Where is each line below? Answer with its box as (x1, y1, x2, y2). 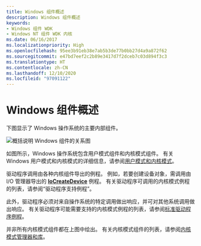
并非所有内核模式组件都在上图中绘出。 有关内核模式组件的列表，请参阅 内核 (6, 226, 191, 233)
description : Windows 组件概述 (6, 14, 81, 20)
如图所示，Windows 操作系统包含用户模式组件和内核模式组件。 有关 (6, 150, 173, 157)
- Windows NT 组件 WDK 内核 (6, 31, 73, 37)
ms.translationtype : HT (6, 59, 66, 65)
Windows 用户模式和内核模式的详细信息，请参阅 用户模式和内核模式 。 (6, 157, 178, 165)
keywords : (6, 20, 31, 26)
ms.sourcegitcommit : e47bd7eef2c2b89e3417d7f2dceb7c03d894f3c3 (6, 53, 167, 59)
